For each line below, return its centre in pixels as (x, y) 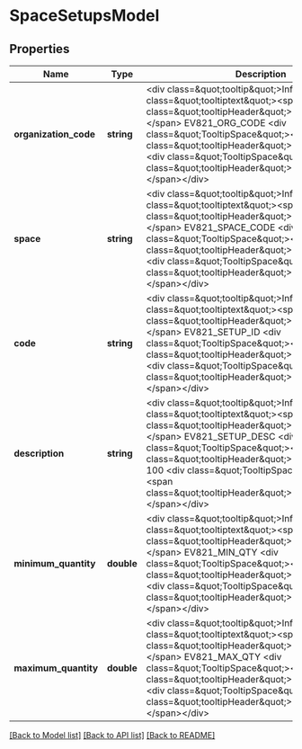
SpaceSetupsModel (84, 16)
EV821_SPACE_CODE (230, 227)
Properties (40, 49)
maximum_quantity (56, 668)
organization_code (55, 134)
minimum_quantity (55, 563)
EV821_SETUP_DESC (230, 437)
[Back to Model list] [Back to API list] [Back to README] (112, 735)
